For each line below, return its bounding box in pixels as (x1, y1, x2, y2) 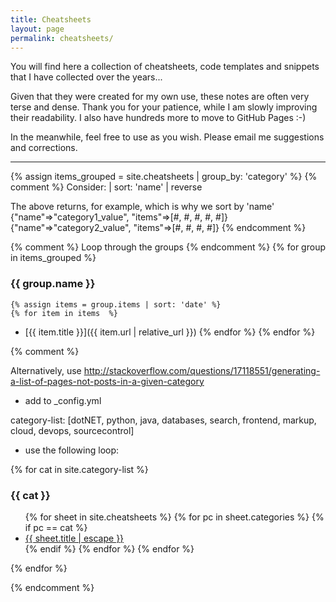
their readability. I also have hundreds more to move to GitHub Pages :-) (10, 112, 307, 124)
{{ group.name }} (10, 277, 96, 291)
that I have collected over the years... (10, 71, 163, 83)
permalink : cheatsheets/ (10, 33, 114, 43)
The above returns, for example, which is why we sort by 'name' (10, 201, 275, 213)
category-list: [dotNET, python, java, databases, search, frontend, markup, (10, 414, 317, 426)
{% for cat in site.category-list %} (10, 463, 149, 475)
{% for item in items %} (10, 308, 118, 318)
